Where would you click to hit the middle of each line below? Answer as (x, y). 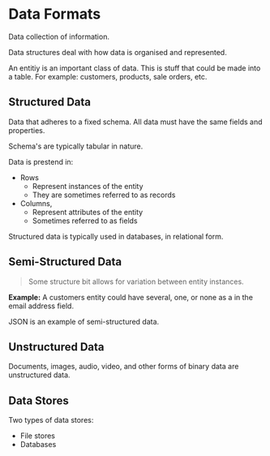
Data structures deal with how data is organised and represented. (118, 52)
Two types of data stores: (51, 420)
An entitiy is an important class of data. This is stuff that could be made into (135, 68)
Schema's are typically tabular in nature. (76, 146)
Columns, (36, 203)
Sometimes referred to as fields (85, 221)
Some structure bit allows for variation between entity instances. (136, 282)
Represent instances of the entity (88, 186)
